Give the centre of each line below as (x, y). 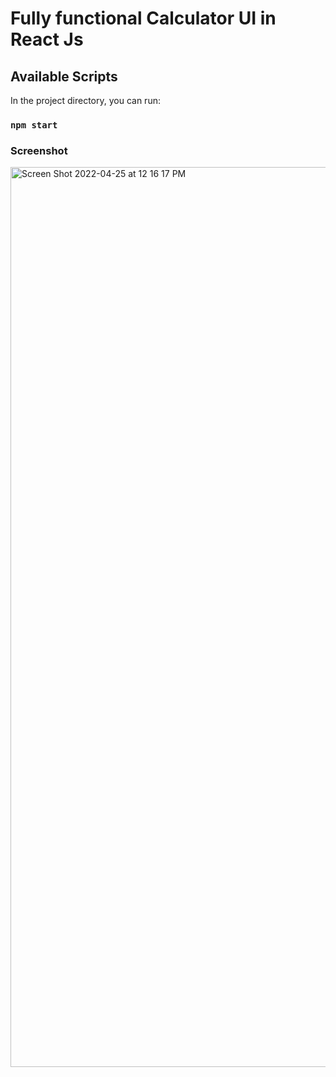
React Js (47, 39)
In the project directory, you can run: (85, 100)
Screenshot (39, 150)
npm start (34, 125)
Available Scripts (64, 76)
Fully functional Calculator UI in (143, 18)
